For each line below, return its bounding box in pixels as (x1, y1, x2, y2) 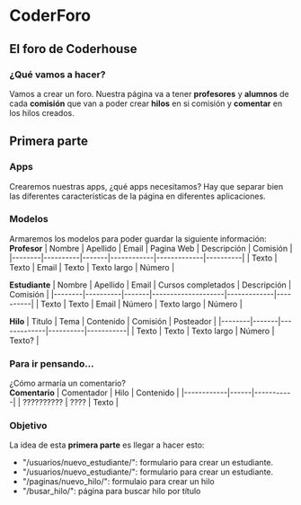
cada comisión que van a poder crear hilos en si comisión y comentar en (9, 98, 283, 109)
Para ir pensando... (9, 357, 94, 369)
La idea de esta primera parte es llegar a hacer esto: (9, 439, 205, 450)
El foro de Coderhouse (9, 41, 137, 57)
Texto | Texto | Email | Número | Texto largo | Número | (40, 298, 243, 309)
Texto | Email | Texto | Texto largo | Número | (9, 261, 175, 272)
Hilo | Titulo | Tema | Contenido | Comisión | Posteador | (9, 315, 217, 326)
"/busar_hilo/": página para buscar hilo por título (22, 486, 201, 497)
